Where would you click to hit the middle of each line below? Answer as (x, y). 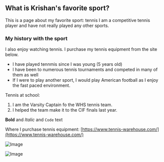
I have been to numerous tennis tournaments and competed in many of (85, 70)
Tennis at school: (23, 95)
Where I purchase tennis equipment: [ (44, 130)
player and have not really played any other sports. (57, 25)
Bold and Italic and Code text (34, 120)
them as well (25, 75)
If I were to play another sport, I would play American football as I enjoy (85, 80)
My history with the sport (37, 38)
